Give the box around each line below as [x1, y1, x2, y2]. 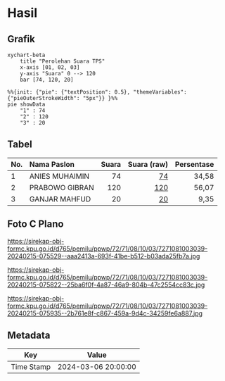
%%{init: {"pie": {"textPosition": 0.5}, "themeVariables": [7, 89, 188, 96]
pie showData [7, 101, 46, 108]
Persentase [174, 159, 214, 169]
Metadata [7, 330, 51, 342]
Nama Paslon [29, 159, 75, 169]
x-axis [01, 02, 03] [20, 64, 80, 71]
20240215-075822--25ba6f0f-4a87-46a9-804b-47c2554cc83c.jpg [7, 280, 205, 289]
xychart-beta [7, 51, 46, 58]
